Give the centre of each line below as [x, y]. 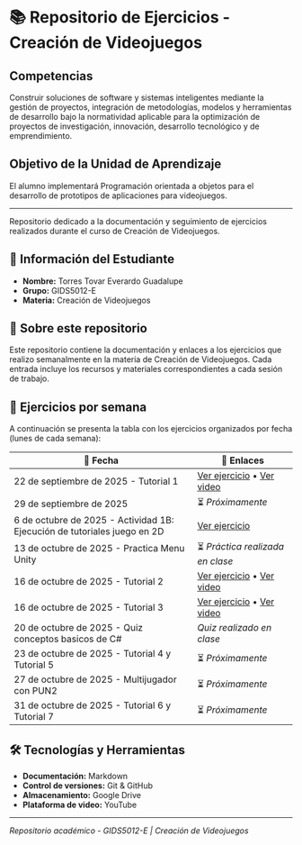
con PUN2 [36, 691]
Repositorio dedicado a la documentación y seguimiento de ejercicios [138, 221]
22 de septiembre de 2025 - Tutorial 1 [96, 481]
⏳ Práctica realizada [241, 547]
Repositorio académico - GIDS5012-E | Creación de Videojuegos [129, 831]
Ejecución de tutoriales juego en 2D [89, 532]
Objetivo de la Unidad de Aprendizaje [115, 164]
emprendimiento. [41, 136]
